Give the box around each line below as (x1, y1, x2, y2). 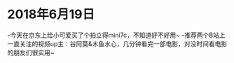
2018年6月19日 (7, 6, 95, 22)
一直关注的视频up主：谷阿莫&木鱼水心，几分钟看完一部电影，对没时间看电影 (7, 39, 228, 48)
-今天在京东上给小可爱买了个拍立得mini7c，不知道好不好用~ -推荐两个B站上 (7, 31, 226, 39)
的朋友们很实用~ (7, 48, 55, 57)
